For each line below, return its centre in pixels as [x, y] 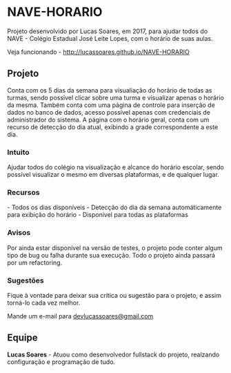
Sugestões [26, 280]
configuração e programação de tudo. [61, 362]
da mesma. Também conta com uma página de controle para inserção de [111, 105]
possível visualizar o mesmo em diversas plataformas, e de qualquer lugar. [113, 175]
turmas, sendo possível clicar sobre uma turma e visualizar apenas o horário [115, 97]
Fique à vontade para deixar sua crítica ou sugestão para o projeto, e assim [114, 295]
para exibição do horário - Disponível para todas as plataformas [98, 215]
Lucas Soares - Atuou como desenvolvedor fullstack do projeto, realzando [113, 354]
